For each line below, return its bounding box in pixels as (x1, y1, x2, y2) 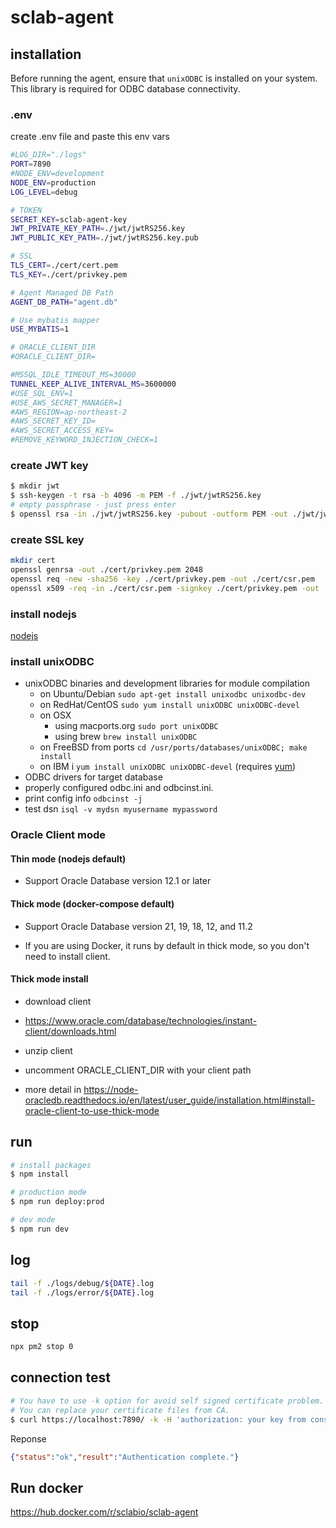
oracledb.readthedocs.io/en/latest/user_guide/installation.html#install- (24, 1094, 316, 1106)
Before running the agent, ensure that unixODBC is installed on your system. (10, 72, 318, 84)
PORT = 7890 (10, 159, 52, 170)
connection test (10, 1369, 112, 1386)
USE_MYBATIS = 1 (10, 324, 70, 335)
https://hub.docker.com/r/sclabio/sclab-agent (10, 1506, 199, 1518)
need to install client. (24, 950, 111, 962)
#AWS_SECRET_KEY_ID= (10, 416, 97, 426)
